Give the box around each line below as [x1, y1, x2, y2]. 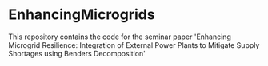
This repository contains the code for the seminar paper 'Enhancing [8, 32, 232, 41]
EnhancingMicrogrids [8, 6, 155, 24]
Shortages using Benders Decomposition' [8, 49, 146, 58]
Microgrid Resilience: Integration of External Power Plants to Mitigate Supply [8, 40, 260, 49]
